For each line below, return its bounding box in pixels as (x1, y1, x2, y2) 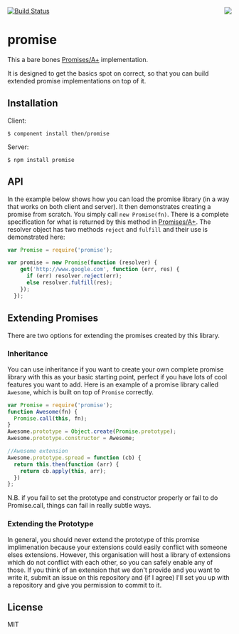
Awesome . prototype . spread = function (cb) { (7, 454, 142, 461)
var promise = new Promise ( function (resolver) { (7, 259, 158, 267)
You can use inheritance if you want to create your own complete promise (7, 364, 224, 374)
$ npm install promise (7, 156, 75, 163)
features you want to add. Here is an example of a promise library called (7, 380, 219, 389)
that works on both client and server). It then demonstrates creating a (7, 202, 211, 210)
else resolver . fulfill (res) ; (26, 279, 113, 287)
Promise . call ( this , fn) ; (14, 414, 87, 422)
